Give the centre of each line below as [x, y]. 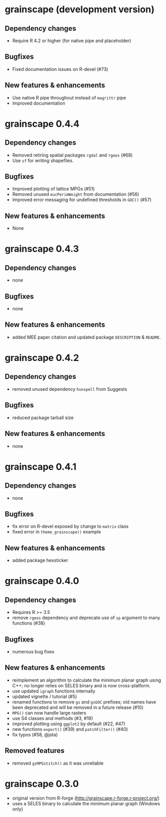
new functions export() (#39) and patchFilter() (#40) [70, 729]
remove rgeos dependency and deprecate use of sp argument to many [86, 618]
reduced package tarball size [43, 417]
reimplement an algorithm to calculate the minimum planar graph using [87, 680]
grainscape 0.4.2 [42, 358]
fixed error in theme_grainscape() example [56, 532]
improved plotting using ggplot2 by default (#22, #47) [69, 724]
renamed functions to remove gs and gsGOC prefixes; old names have [84, 702]
